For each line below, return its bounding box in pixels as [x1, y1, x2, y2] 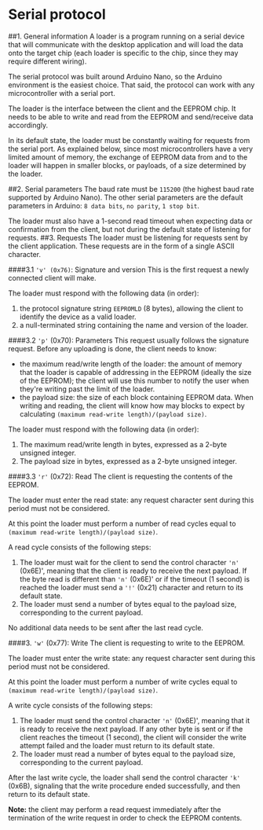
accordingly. [8, 120, 49, 130]
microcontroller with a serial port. [8, 88, 115, 97]
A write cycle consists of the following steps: [8, 700, 153, 710]
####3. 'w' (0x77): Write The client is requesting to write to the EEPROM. [8, 638, 246, 648]
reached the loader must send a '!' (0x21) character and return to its [19, 582, 243, 592]
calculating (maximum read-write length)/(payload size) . [19, 409, 207, 418]
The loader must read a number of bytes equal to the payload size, [19, 749, 236, 758]
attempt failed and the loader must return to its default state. [19, 740, 215, 750]
